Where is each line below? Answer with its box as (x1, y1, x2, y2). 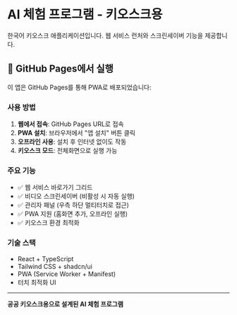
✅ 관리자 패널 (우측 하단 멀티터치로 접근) (17, 201, 129, 210)
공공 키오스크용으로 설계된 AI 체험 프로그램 (7, 299, 123, 308)
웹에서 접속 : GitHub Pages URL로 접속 (17, 120, 124, 128)
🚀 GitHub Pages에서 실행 (7, 63, 114, 75)
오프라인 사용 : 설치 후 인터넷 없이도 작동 (17, 137, 127, 146)
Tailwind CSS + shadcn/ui (17, 262, 93, 270)
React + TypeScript (17, 254, 74, 263)
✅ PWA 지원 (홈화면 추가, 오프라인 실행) (17, 210, 128, 218)
